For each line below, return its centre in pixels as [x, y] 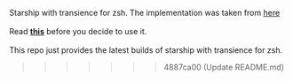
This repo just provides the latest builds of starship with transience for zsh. [146, 50]
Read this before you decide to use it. [78, 31]
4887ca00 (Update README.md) [224, 67]
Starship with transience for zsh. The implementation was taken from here [145, 13]
